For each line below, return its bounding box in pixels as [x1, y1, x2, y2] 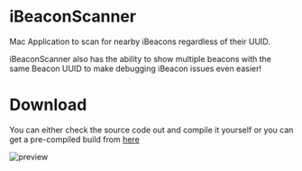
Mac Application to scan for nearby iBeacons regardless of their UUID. [9, 36, 270, 47]
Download [9, 94, 87, 115]
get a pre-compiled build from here [9, 133, 140, 145]
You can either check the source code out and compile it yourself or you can [9, 124, 294, 135]
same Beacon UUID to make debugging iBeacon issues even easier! [9, 63, 261, 74]
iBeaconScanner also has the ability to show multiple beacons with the [9, 53, 272, 64]
